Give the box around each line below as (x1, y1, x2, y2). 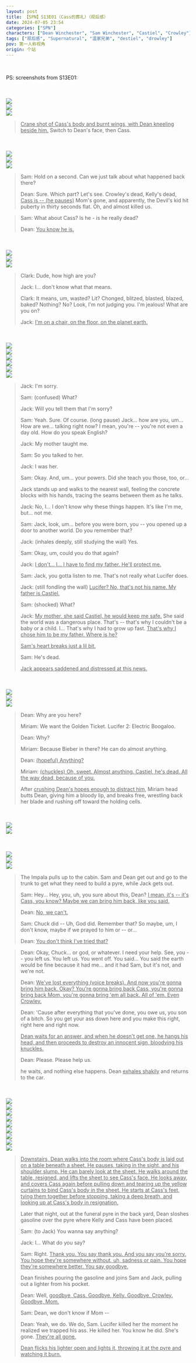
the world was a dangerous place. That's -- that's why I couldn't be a (20, 618, 187, 626)
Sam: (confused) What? (20, 394, 78, 401)
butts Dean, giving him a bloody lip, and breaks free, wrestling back (20, 792, 183, 799)
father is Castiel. (20, 589, 60, 596)
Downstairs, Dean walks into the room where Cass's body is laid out (20, 1155, 184, 1162)
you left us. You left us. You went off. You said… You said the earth (24, 955, 184, 962)
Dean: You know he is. (20, 226, 75, 233)
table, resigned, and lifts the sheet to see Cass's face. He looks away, (20, 1174, 188, 1181)
